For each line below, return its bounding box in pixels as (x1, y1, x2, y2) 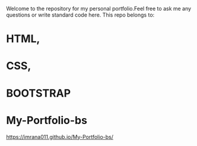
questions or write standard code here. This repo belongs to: (6, 11, 155, 18)
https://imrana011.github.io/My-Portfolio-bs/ (6, 133, 114, 140)
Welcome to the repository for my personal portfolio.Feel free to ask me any (6, 5, 192, 12)
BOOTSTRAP (6, 86, 71, 100)
